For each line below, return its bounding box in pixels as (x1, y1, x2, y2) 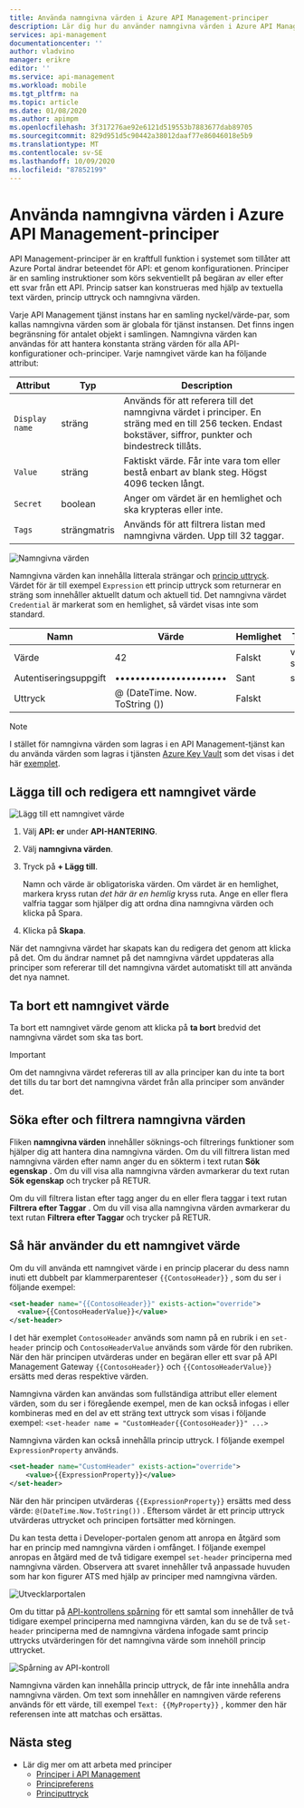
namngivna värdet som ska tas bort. (9, 1031, 144, 1042)
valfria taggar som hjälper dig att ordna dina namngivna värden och (22, 898, 274, 909)
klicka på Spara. (22, 908, 83, 919)
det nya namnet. (9, 972, 71, 982)
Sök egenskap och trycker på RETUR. (9, 1175, 151, 1186)
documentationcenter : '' (9, 38, 103, 48)
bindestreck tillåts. (123, 440, 202, 453)
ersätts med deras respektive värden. (9, 1371, 149, 1382)
